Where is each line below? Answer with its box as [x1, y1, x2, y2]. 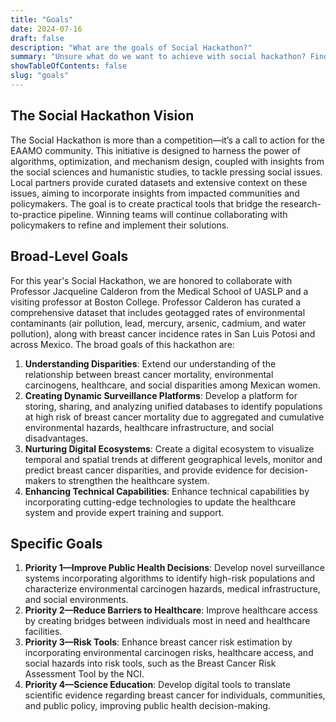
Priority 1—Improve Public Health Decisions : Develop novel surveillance [24, 562, 325, 574]
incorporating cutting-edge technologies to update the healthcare [24, 496, 297, 508]
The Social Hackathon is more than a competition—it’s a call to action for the [10, 134, 325, 146]
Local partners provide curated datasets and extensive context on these [10, 176, 308, 188]
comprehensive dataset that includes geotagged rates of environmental [10, 306, 306, 318]
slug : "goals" [10, 71, 70, 81]
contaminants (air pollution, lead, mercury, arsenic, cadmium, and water [10, 317, 307, 329]
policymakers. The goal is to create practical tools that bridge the [10, 197, 279, 210]
